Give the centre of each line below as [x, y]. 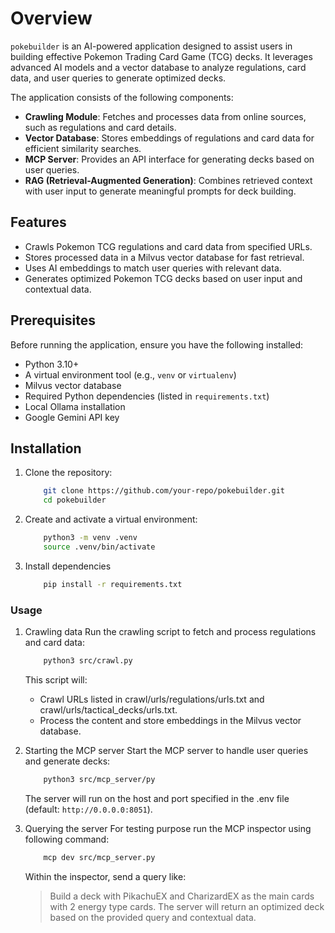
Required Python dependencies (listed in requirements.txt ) [147, 396]
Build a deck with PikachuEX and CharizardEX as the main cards [182, 896]
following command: [67, 839]
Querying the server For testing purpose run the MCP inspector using [168, 828]
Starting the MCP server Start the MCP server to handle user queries [166, 750]
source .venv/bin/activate [99, 547]
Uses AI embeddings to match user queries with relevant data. [153, 268]
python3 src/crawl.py [88, 661]
